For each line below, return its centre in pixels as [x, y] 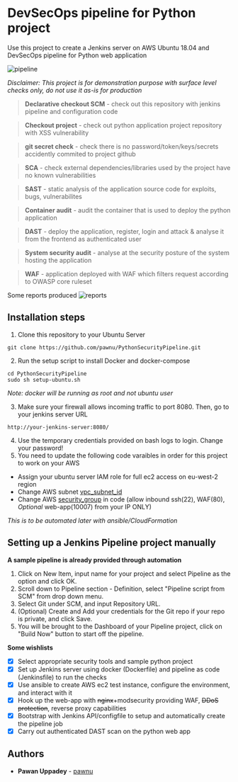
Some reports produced [42, 295]
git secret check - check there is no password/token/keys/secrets [121, 146]
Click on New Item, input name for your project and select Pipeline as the [124, 573]
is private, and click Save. [55, 618]
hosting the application [58, 260]
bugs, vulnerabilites [53, 196]
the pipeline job [40, 723]
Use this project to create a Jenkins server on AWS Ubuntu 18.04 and [108, 47]
